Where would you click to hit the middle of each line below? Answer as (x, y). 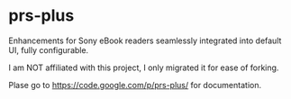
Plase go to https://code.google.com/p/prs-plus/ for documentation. (135, 85)
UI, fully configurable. (49, 49)
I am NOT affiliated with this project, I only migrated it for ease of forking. (144, 67)
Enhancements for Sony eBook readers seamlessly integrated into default (145, 40)
